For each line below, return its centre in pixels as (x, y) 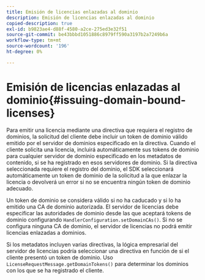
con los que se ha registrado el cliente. (55, 270)
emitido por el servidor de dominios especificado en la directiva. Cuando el (101, 143)
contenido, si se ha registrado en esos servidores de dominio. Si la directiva (102, 162)
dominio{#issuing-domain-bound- (96, 100)
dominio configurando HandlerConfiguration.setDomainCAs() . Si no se (95, 220)
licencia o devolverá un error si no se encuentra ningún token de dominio (99, 182)
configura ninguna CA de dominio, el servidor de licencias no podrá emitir (99, 226)
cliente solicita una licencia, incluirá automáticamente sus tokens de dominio (103, 149)
